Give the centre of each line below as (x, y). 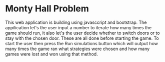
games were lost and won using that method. (52, 54)
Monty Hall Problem (47, 9)
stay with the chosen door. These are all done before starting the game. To (82, 38)
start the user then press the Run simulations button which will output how (82, 43)
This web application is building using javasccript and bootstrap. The (76, 22)
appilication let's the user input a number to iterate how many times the (78, 27)
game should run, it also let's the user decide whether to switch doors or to (82, 33)
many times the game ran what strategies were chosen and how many (77, 49)
